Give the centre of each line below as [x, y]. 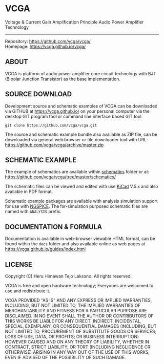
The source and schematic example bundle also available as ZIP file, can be [81, 134]
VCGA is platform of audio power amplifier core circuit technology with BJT [81, 73]
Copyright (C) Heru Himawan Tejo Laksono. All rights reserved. [68, 276]
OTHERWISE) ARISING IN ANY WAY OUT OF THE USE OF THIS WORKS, [77, 352]
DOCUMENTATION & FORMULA [54, 227]
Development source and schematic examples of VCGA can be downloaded [81, 106]
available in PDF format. [29, 192]
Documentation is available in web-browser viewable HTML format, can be [80, 239]
